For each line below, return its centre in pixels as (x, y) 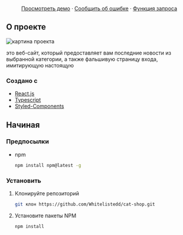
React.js (24, 94)
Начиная (23, 125)
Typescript (28, 100)
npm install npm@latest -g (48, 165)
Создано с (22, 81)
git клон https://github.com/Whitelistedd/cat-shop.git (85, 204)
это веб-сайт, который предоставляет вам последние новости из (89, 53)
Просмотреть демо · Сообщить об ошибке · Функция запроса (99, 8)
